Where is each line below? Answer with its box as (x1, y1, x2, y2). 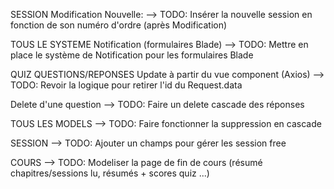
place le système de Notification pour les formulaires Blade (10, 49, 254, 61)
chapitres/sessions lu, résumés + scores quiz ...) (10, 167, 210, 179)
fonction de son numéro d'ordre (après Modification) (10, 19, 228, 31)
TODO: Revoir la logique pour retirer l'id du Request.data (10, 79, 243, 91)
